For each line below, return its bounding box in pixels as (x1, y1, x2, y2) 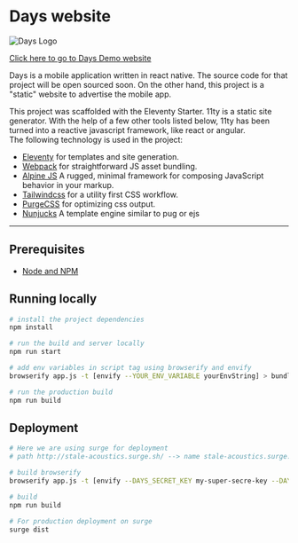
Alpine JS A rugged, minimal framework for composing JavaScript (21, 170, 264, 181)
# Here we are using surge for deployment (9, 444, 169, 453)
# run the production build (9, 388, 114, 397)
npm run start (9, 348, 62, 357)
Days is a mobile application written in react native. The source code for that (9, 69, 288, 81)
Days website (9, 6, 111, 27)
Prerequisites (9, 242, 85, 257)
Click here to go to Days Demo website (9, 52, 152, 63)
